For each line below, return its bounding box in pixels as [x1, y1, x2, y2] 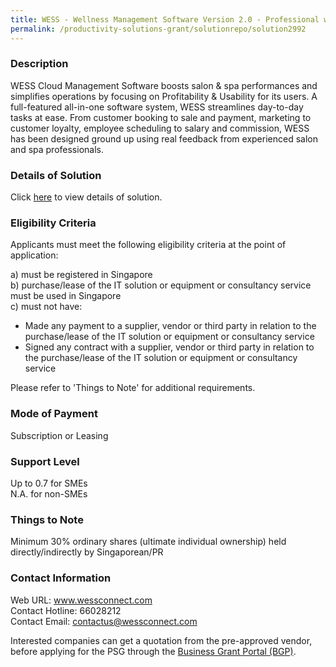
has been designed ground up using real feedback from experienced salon [10, 132, 318, 145]
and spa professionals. [10, 143, 104, 155]
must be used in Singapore [10, 290, 122, 302]
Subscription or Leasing [10, 429, 109, 441]
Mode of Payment [10, 407, 98, 421]
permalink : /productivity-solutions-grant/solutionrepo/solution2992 [10, 24, 307, 34]
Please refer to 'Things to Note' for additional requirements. [10, 382, 256, 394]
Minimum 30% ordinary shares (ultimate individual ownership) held [10, 536, 287, 548]
